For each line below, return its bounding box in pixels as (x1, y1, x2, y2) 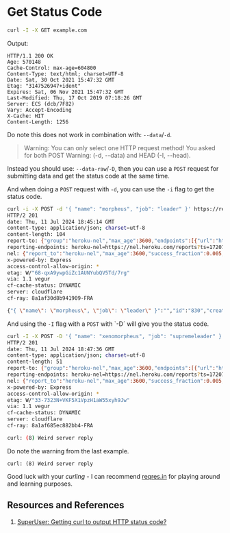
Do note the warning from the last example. (7, 447, 129, 455)
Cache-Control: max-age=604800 (7, 64, 97, 71)
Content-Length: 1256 (7, 118, 69, 126)
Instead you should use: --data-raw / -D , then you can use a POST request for (7, 164, 219, 172)
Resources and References (7, 499, 125, 511)
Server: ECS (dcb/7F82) (7, 100, 75, 107)
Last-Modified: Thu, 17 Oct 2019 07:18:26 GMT (7, 94, 142, 102)
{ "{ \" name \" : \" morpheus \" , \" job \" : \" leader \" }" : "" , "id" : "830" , (7, 307, 207, 314)
